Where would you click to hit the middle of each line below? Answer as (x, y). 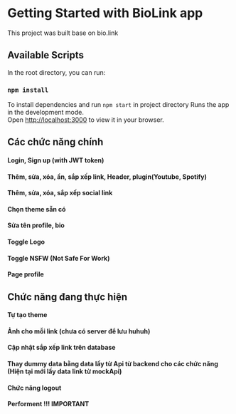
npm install (28, 90)
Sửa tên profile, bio (36, 225)
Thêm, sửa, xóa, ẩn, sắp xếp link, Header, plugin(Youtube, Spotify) (107, 177)
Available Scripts (45, 55)
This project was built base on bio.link (63, 33)
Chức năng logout (34, 388)
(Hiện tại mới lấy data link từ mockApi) (65, 371)
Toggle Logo (26, 242)
